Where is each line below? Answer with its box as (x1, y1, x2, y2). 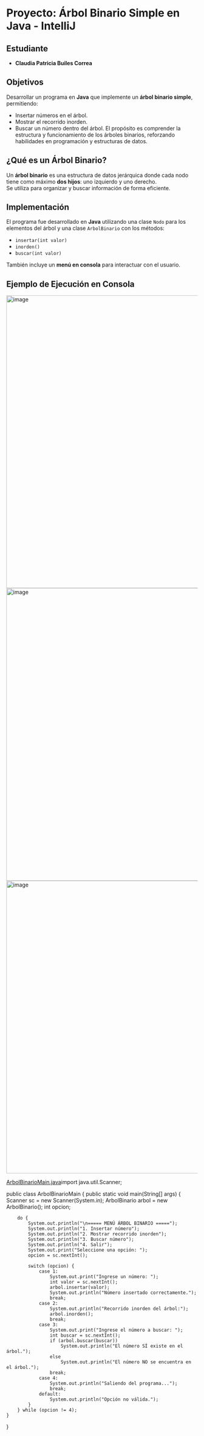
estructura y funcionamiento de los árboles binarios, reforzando (15, 131, 175, 138)
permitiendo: (6, 99, 38, 107)
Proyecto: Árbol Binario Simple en (6, 6, 180, 20)
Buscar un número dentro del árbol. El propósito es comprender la (15, 124, 181, 132)
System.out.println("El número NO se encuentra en (60, 1359, 191, 1365)
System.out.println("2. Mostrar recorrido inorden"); (28, 1231, 167, 1237)
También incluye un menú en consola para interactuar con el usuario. (6, 261, 181, 268)
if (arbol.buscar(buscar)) (49, 1338, 118, 1344)
